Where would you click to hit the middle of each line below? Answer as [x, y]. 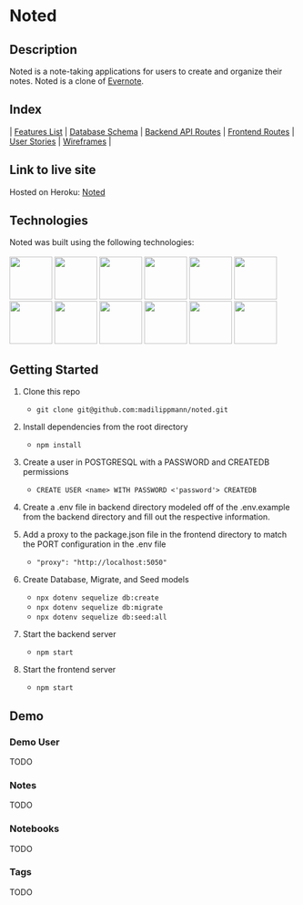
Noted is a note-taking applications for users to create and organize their [146, 71]
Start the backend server [69, 634]
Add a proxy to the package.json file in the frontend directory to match [155, 535]
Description [43, 50]
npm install [59, 446]
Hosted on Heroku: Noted [57, 191]
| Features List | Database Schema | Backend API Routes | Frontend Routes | [152, 131]
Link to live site [53, 170]
